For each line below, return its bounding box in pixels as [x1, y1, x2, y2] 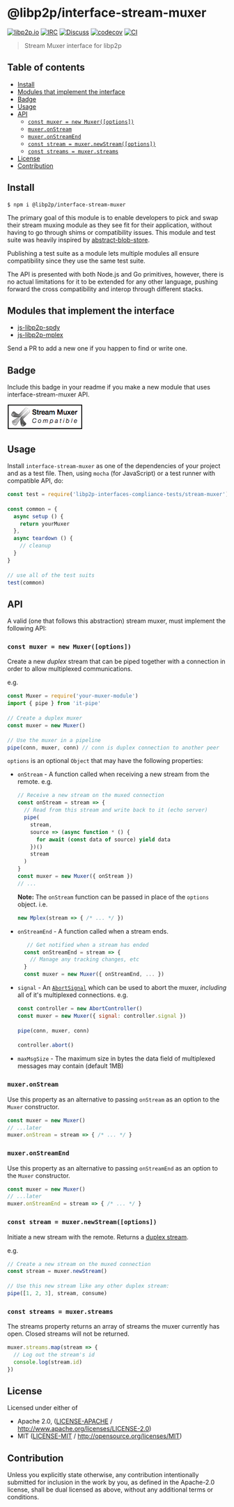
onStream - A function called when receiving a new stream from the [17, 770, 210, 778]
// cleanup [19, 542, 52, 550]
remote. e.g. [17, 778, 53, 786]
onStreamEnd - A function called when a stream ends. [17, 927, 169, 935]
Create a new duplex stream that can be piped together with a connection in [7, 657, 226, 666]
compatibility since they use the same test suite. [7, 256, 146, 265]
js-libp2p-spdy [17, 323, 61, 332]
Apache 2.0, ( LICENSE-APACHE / [17, 1417, 113, 1425]
